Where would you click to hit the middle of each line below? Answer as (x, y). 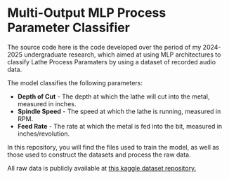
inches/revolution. (44, 134)
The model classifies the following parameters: (75, 83)
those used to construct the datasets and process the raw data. (99, 155)
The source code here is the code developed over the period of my (104, 47)
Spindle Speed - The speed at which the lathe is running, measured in (119, 111)
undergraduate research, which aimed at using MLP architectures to (123, 55)
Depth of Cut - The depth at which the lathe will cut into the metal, (113, 96)
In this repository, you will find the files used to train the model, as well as (113, 147)
